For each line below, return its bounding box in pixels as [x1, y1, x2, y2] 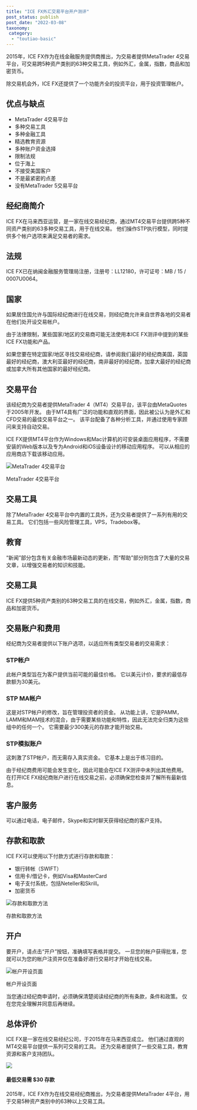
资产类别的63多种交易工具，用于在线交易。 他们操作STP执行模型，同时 [11, 225, 184, 232]
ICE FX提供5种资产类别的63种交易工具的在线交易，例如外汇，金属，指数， [6, 597, 186, 604]
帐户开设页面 [6, 980, 37, 987]
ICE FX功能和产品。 [6, 338, 54, 345]
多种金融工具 [14, 130, 46, 137]
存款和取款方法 [6, 912, 42, 919]
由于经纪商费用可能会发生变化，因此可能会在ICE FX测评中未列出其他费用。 [6, 767, 187, 774]
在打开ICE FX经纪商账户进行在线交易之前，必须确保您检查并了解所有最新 [6, 774, 182, 781]
